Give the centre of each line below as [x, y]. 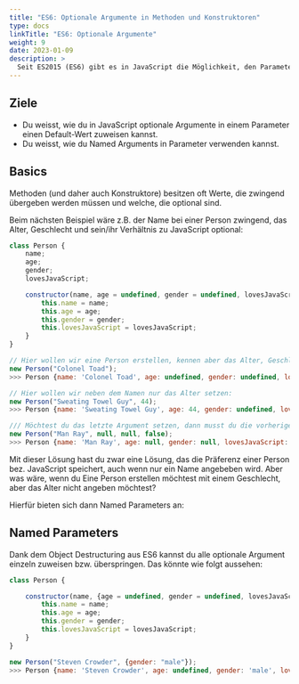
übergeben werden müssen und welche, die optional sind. [116, 202]
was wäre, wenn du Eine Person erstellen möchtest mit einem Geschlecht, [145, 478]
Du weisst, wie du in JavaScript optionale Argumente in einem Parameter [156, 125]
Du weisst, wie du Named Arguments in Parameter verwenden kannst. [150, 143]
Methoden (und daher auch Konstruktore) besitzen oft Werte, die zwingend [147, 193]
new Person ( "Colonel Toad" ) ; [63, 369]
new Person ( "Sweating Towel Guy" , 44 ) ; [83, 402]
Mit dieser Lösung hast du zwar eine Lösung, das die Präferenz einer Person [149, 459]
